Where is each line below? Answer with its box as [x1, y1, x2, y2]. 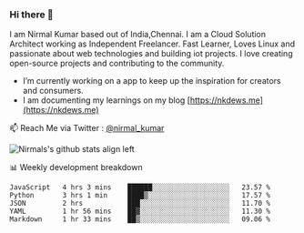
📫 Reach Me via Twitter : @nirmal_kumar [9, 123, 165, 134]
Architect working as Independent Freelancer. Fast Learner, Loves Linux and [9, 38, 296, 49]
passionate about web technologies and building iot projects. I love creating [9, 48, 293, 59]
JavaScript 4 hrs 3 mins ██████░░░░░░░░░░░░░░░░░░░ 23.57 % [9, 183, 271, 192]
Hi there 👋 [9, 8, 55, 21]
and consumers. [22, 86, 84, 96]
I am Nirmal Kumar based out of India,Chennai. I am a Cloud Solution [9, 29, 267, 40]
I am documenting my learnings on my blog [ [22, 95, 191, 106]
